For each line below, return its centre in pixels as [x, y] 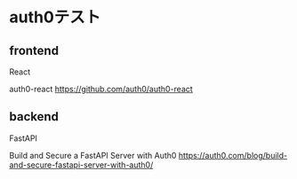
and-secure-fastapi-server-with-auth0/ [81, 165]
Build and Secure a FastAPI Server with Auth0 [93, 155]
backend [34, 117]
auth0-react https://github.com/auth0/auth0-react [101, 89]
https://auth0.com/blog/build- [233, 155]
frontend [34, 50]
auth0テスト [55, 17]
